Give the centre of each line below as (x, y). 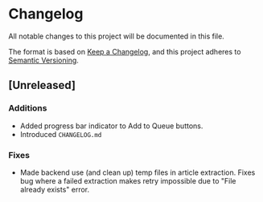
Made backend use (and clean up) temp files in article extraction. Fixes (138, 172)
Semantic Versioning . (43, 60)
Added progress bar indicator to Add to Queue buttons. (111, 126)
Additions (28, 108)
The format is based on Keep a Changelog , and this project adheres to (125, 51)
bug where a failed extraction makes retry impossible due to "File (128, 180)
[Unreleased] (42, 85)
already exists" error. (55, 189)
